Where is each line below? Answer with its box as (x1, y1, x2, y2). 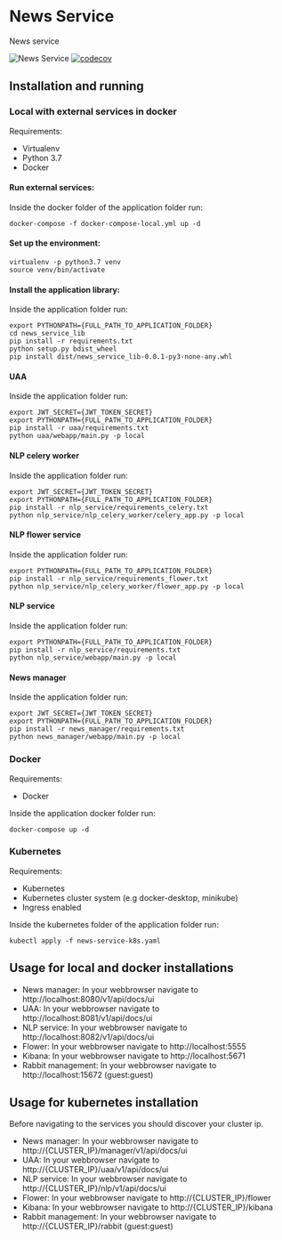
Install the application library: (9, 284, 120, 295)
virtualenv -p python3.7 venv (9, 258, 122, 267)
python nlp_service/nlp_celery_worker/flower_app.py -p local (9, 581, 245, 591)
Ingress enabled (21, 902, 82, 912)
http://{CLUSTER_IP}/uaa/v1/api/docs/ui (21, 1164, 169, 1175)
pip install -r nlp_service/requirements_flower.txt (9, 574, 209, 583)
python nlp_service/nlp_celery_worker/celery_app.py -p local (9, 510, 245, 520)
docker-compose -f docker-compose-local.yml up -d (9, 219, 201, 228)
